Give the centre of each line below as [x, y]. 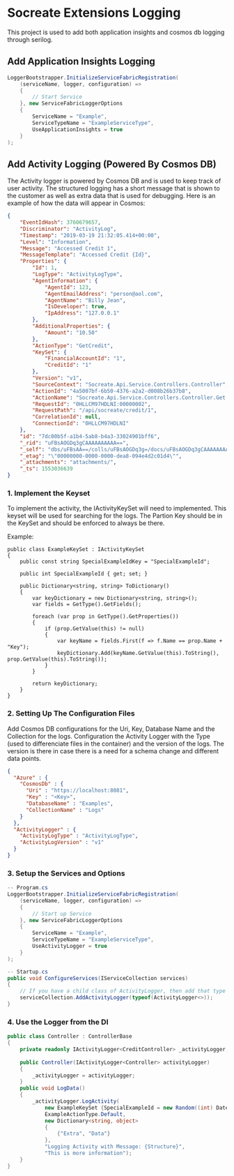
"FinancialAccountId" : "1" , [85, 359]
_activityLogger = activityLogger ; [84, 1076]
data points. [24, 758]
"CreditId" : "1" [68, 365]
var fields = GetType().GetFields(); [87, 605]
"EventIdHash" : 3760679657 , [60, 223]
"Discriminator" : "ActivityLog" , [68, 229]
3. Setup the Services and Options [66, 873]
